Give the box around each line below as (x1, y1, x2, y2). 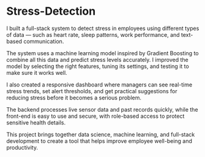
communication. (23, 37, 64, 45)
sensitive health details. (6, 118, 66, 126)
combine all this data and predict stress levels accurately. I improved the (6, 56, 188, 63)
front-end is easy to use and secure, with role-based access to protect (6, 112, 185, 120)
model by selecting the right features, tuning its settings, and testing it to (6, 63, 190, 70)
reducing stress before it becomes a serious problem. (6, 94, 142, 101)
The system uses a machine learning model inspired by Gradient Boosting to (6, 49, 199, 56)
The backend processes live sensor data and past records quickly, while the (6, 105, 198, 113)
